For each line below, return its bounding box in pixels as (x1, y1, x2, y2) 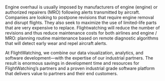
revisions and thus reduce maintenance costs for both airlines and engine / (5, 30, 157, 36)
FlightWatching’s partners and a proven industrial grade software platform (5, 65, 155, 71)
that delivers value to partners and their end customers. (5, 71, 118, 76)
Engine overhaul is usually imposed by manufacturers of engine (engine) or (5, 4, 158, 10)
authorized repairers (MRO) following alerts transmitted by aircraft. (5, 9, 140, 15)
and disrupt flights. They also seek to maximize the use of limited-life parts (5, 20, 157, 25)
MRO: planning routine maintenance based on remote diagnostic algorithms (5, 35, 159, 41)
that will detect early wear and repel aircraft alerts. (5, 40, 107, 46)
